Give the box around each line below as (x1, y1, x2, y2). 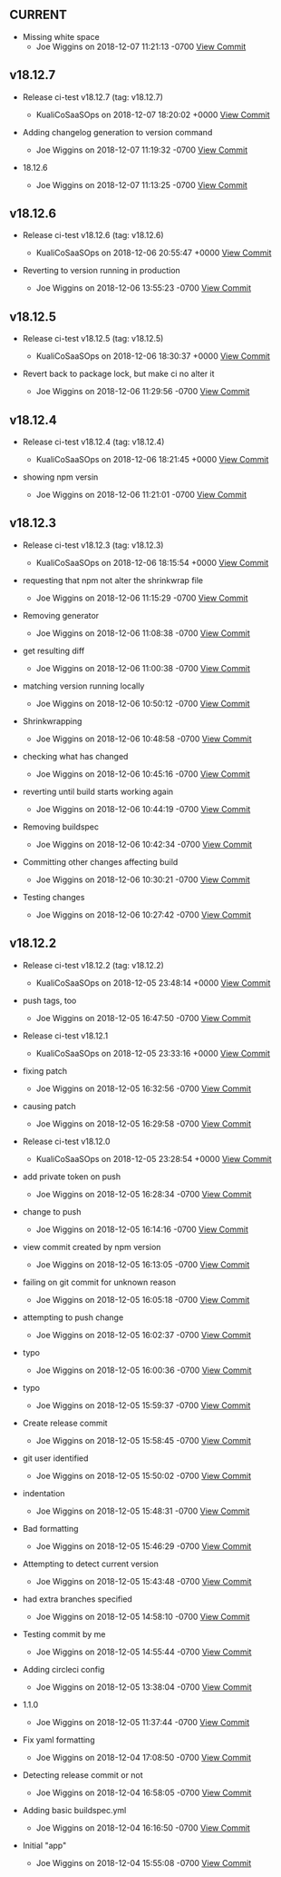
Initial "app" (22, 1840, 67, 1851)
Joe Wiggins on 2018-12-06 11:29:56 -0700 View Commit (35, 386, 250, 397)
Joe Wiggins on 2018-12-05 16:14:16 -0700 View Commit (35, 1224, 249, 1235)
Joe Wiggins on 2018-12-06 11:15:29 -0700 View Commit (35, 592, 248, 603)
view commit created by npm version (22, 1241, 161, 1252)
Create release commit (22, 1417, 108, 1428)
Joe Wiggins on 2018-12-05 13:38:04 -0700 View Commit (35, 1681, 252, 1693)
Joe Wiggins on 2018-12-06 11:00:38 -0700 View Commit (35, 662, 251, 673)
